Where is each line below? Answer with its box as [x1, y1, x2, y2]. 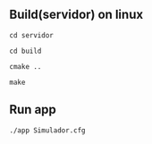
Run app [9, 102, 56, 117]
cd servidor [9, 30, 54, 39]
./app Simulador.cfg [9, 125, 87, 135]
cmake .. [9, 62, 42, 71]
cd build [9, 47, 42, 55]
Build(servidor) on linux [9, 7, 144, 22]
